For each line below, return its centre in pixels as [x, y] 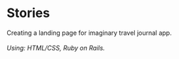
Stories [28, 13]
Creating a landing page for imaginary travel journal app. [89, 33]
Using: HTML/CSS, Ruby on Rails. [56, 48]
